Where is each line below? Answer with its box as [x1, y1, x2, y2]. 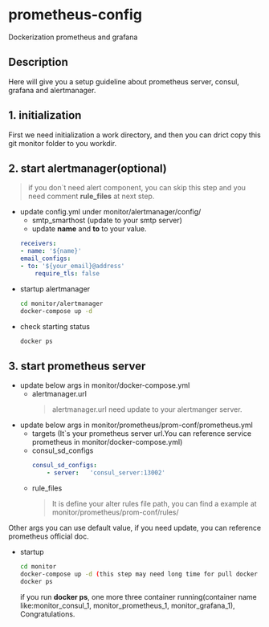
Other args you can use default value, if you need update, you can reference [8, 523, 262, 532]
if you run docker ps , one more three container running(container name [19, 592, 257, 601]
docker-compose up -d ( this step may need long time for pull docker [19, 570, 259, 578]
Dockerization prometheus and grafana [8, 32, 138, 42]
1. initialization [8, 108, 82, 122]
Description [8, 55, 68, 69]
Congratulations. [19, 609, 75, 619]
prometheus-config [8, 6, 143, 24]
